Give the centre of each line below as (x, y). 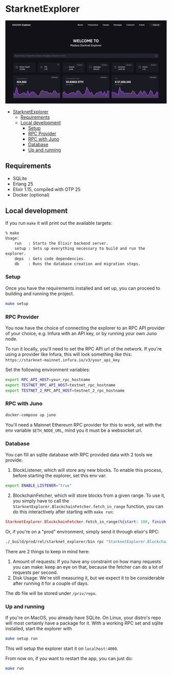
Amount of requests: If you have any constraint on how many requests (87, 561)
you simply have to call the (41, 500)
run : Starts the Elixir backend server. (62, 244)
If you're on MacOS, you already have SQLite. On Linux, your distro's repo (83, 618)
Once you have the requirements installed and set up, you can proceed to (83, 288)
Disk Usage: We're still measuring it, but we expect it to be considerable (89, 577)
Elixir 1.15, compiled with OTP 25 (47, 189)
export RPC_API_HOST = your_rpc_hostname (48, 380)
